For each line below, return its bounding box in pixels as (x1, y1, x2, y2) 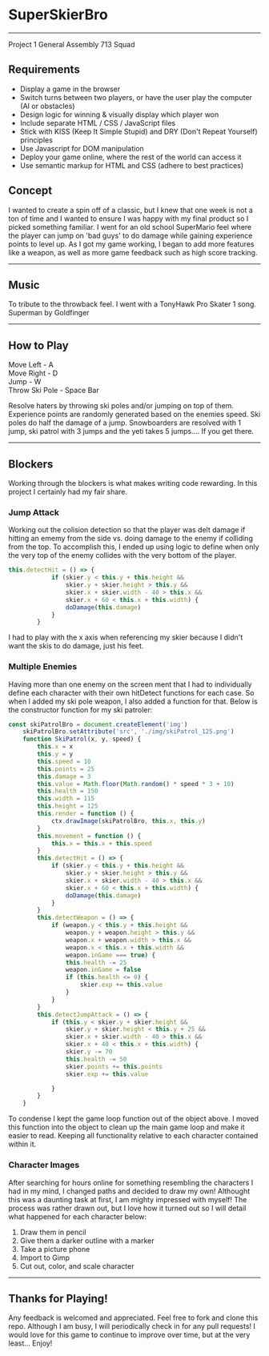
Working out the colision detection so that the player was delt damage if (8, 525, 246, 535)
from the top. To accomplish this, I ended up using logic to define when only (8, 542, 259, 552)
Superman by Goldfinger (8, 308, 90, 318)
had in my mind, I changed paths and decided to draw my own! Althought (8, 1186, 251, 1196)
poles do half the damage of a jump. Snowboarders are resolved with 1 (8, 418, 242, 427)
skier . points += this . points (65, 1062, 163, 1070)
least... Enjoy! (8, 1338, 53, 1348)
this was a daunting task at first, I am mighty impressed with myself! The (8, 1194, 247, 1204)
